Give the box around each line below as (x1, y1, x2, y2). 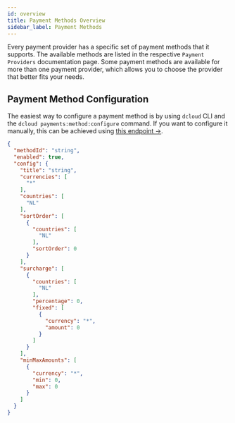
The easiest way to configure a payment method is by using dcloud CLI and (7, 112, 225, 121)
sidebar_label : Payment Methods (7, 23, 102, 30)
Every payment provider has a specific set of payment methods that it (7, 43, 210, 51)
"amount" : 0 (44, 324, 80, 331)
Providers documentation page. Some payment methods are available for (7, 58, 220, 66)
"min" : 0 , (32, 376, 61, 384)
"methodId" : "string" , (13, 147, 80, 154)
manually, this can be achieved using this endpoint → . (7, 127, 163, 135)
